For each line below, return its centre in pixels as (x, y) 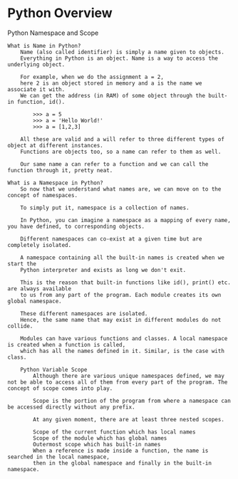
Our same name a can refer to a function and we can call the (114, 164)
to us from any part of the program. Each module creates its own (121, 295)
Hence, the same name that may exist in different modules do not (121, 320)
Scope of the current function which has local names (114, 432)
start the (22, 264)
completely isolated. (40, 245)
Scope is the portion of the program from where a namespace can (132, 401)
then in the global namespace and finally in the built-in (123, 463)
